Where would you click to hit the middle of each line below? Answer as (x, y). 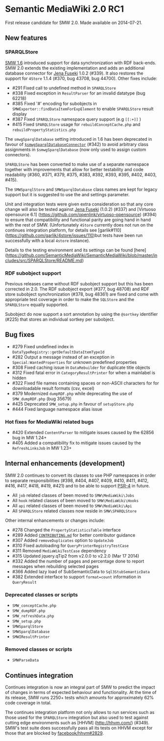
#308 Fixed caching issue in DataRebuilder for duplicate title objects (81, 367)
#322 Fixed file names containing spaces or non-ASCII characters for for (85, 383)
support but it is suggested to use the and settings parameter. (67, 194)
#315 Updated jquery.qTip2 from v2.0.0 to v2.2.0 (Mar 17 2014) (76, 556)
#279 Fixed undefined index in (43, 346)
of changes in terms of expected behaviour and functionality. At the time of (81, 692)
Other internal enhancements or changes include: (55, 520)
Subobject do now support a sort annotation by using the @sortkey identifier (82, 314)
